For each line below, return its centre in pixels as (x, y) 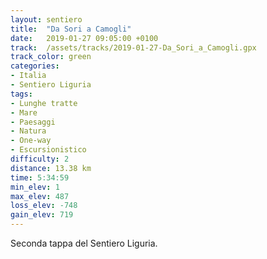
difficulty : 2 (40, 159)
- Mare (24, 112)
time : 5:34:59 (40, 177)
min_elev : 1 (35, 187)
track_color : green (51, 57)
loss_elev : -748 (44, 206)
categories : (35, 66)
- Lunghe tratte (44, 103)
